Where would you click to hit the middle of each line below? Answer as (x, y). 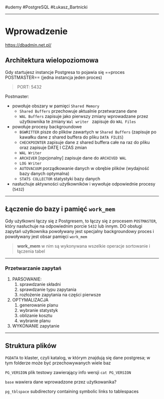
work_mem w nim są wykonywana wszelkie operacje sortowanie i (83, 246)
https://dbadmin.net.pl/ (28, 45)
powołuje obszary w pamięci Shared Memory (56, 106)
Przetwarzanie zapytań (33, 268)
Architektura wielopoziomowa (52, 60)
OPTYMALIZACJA (30, 300)
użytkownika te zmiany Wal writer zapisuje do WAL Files (78, 121)
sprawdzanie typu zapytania (48, 289)
